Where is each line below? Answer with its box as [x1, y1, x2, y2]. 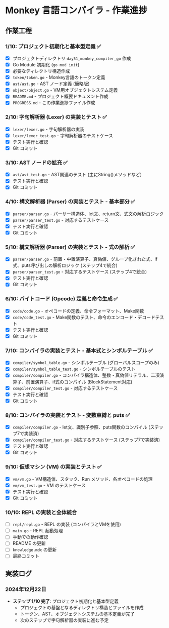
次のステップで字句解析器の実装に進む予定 [20, 617, 109, 623]
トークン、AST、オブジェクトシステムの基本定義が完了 [20, 611, 135, 617]
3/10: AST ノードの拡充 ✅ [5, 159, 68, 166]
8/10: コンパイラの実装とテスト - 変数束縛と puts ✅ [5, 411, 130, 418]
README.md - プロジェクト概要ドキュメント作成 [12, 93, 108, 99]
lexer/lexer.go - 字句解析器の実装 [12, 126, 85, 132]
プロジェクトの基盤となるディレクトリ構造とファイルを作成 [20, 605, 144, 611]
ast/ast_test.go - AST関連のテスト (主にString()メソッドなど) [12, 172, 142, 178]
